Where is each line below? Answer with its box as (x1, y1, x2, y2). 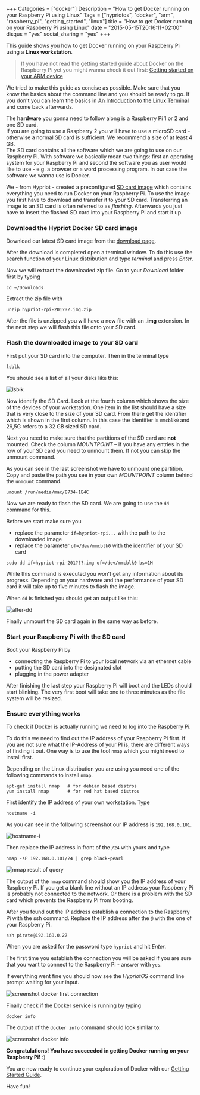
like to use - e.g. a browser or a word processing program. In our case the (6, 165, 187, 173)
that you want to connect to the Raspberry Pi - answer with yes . (6, 961, 162, 968)
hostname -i (6, 811, 36, 817)
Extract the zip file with (6, 295, 62, 302)
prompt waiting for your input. (6, 979, 79, 986)
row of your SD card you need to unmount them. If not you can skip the (6, 447, 181, 454)
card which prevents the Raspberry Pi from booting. (6, 897, 133, 904)
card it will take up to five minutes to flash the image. (6, 582, 136, 590)
